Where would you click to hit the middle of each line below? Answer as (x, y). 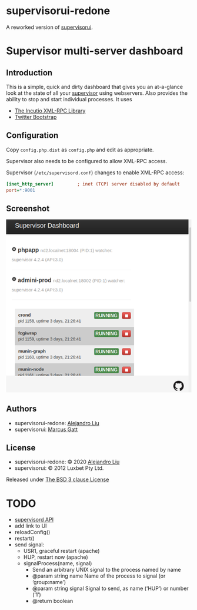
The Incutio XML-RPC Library (50, 111)
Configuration (32, 136)
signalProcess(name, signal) (58, 563)
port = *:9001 (21, 190)
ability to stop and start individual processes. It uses (69, 99)
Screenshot (28, 208)
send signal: (29, 545)
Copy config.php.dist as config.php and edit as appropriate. (80, 150)
